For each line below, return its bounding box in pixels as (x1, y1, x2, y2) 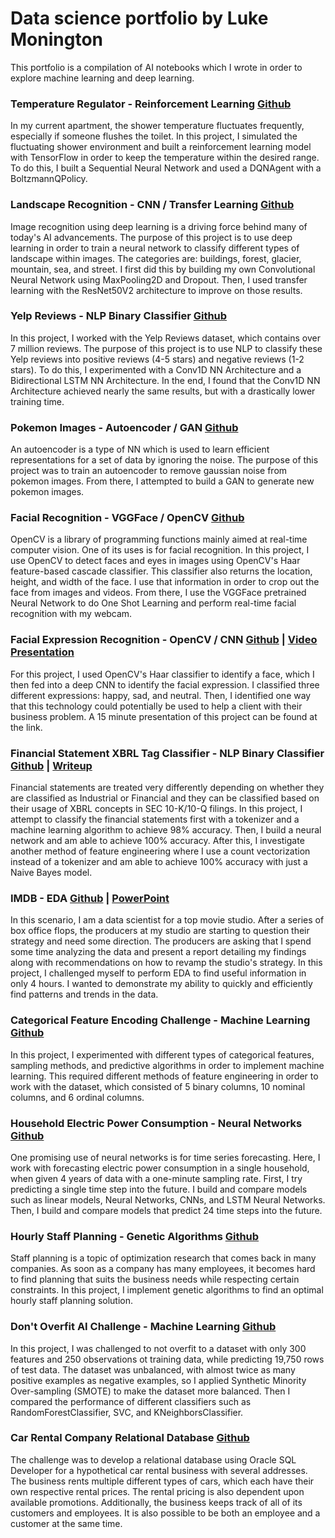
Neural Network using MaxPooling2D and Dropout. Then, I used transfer (10, 273, 308, 286)
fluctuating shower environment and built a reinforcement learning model (10, 141, 312, 153)
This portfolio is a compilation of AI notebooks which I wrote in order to (10, 61, 303, 73)
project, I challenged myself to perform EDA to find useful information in (10, 967, 307, 979)
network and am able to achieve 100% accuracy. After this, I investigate (10, 835, 305, 847)
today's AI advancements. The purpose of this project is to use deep (10, 231, 293, 243)
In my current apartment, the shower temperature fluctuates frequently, (10, 120, 305, 132)
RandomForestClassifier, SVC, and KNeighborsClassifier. (10, 1406, 244, 1418)
